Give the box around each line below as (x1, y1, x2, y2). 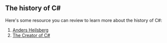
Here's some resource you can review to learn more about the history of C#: (5, 17, 162, 23)
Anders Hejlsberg (12, 27, 49, 33)
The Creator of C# (12, 32, 50, 38)
